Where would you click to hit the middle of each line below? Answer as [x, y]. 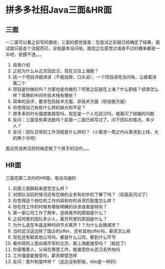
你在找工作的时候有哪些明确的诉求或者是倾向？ [60, 207]
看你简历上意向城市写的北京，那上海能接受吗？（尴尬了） [71, 243]
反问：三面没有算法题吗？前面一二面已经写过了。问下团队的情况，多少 [83, 120]
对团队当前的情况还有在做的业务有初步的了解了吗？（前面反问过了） [81, 194]
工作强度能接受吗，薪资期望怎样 [45, 255]
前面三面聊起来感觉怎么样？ [41, 188]
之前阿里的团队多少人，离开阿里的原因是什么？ [60, 219]
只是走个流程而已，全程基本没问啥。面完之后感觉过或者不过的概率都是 [85, 48]
